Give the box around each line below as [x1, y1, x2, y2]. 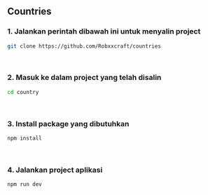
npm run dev [7, 181, 42, 188]
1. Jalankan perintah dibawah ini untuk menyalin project [7, 27, 201, 36]
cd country [7, 88, 39, 95]
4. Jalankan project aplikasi [7, 165, 103, 175]
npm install [7, 135, 42, 142]
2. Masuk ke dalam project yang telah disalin [7, 73, 162, 83]
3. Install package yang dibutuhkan [7, 119, 130, 128]
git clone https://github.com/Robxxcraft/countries [7, 42, 161, 50]
